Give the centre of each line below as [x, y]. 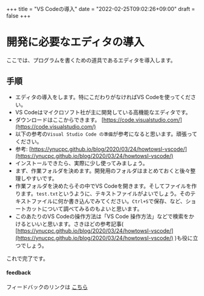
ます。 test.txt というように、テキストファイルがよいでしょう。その [105, 193]
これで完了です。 [27, 258]
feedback [19, 273]
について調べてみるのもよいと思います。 [92, 208]
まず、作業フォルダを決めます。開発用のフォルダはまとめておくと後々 [103, 170]
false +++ [19, 16]
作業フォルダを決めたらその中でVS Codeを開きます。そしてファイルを [103, 186]
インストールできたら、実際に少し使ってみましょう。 [81, 163]
